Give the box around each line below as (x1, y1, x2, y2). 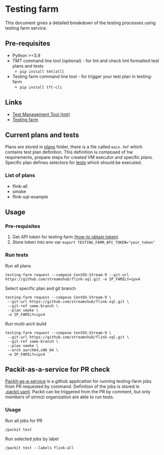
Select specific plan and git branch (5, 285, 76, 291)
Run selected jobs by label (5, 436, 59, 442)
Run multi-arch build (5, 321, 47, 327)
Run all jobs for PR (5, 417, 43, 423)
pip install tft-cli (19, 85, 62, 90)
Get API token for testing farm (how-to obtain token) (12, 234, 119, 240)
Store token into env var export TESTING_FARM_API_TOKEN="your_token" (12, 239, 156, 245)
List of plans (5, 172, 36, 179)
